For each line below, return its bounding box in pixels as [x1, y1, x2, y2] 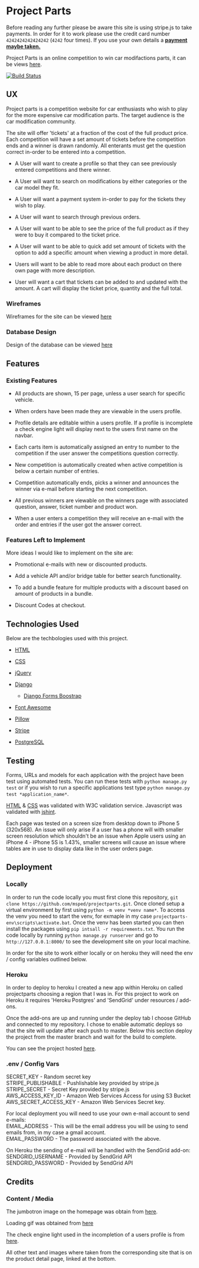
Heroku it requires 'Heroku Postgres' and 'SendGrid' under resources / [6, 996, 179, 1003]
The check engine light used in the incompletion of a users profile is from [6, 1231, 185, 1238]
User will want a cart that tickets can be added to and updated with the [14, 278, 188, 285]
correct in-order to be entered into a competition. [6, 148, 126, 155]
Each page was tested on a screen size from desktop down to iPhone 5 [6, 819, 180, 827]
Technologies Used [6, 619, 79, 629]
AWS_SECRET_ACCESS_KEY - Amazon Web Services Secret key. [6, 1099, 165, 1106]
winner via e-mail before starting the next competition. [14, 486, 148, 493]
